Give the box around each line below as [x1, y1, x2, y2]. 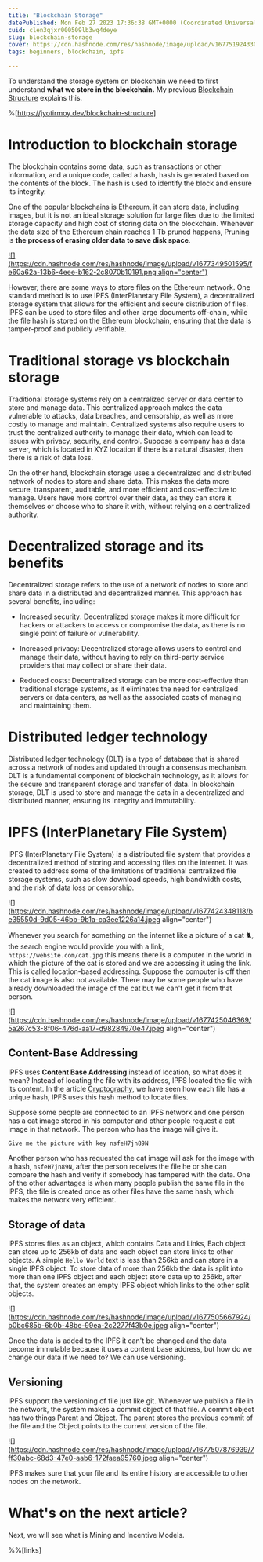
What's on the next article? [8, 1505, 188, 1522]
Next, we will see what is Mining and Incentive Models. [8, 1530, 186, 1539]
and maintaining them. [19, 701, 92, 710]
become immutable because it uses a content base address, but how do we [8, 1344, 253, 1354]
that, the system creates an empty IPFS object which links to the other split [8, 1281, 250, 1290]
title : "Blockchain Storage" [8, 11, 103, 20]
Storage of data [8, 1218, 85, 1231]
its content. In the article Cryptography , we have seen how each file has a [8, 1084, 246, 1093]
